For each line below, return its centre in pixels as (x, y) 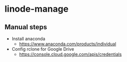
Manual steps (26, 27)
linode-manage (37, 9)
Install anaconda (28, 39)
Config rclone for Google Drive (43, 49)
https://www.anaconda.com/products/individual (68, 44)
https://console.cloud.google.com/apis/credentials (70, 54)
